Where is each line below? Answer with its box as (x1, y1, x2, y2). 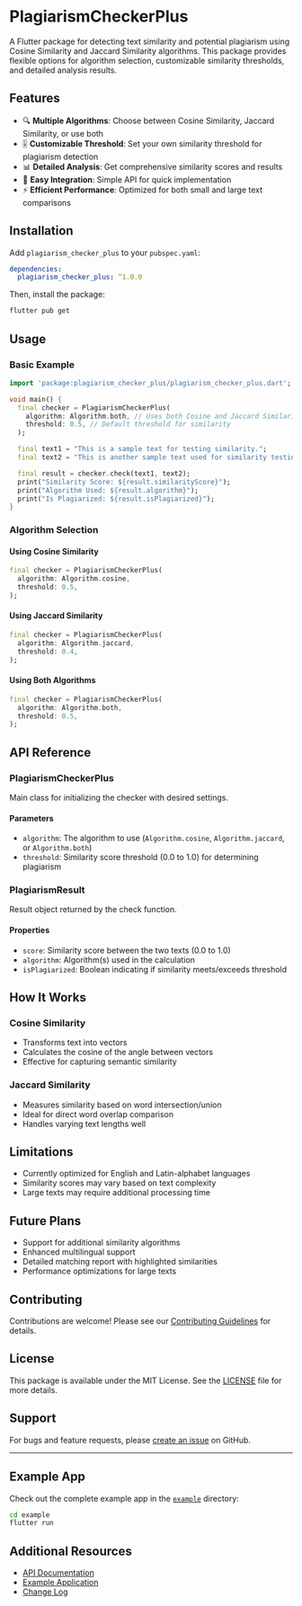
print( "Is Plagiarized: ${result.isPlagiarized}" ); (17, 494, 216, 503)
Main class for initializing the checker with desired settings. (9, 792, 229, 803)
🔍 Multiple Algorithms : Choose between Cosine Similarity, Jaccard (22, 115, 275, 126)
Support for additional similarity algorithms (22, 1238, 181, 1248)
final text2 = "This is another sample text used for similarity (17, 453, 268, 462)
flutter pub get (9, 306, 70, 315)
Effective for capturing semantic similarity (22, 1056, 177, 1067)
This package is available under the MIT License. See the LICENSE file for (9, 1375, 282, 1386)
